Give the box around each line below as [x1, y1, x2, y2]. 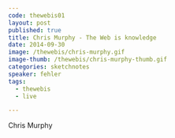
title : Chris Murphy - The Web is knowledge [8, 33, 157, 42]
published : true [8, 26, 61, 34]
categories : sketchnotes [8, 63, 90, 71]
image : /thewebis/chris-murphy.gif [8, 48, 125, 56]
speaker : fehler [8, 70, 61, 78]
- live [15, 92, 37, 100]
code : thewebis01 [8, 11, 65, 20]
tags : [8, 77, 26, 85]
